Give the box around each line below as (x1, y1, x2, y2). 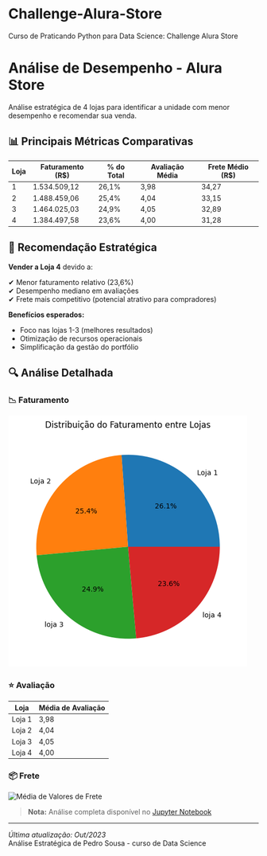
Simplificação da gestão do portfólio (19, 342, 139, 351)
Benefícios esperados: (8, 310, 85, 319)
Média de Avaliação (38, 702, 106, 713)
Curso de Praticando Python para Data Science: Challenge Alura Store (8, 31, 238, 41)
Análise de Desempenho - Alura (8, 59, 222, 77)
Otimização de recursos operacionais (19, 334, 143, 343)
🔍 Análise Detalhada (8, 365, 114, 379)
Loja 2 (11, 725, 33, 735)
